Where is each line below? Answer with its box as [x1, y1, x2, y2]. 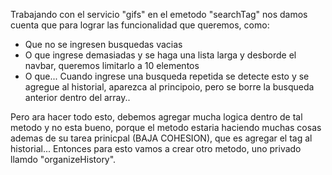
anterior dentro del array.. [24, 92, 131, 103]
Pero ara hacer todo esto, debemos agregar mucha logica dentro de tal [10, 111, 303, 123]
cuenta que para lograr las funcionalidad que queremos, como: [10, 19, 270, 31]
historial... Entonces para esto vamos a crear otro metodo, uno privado [10, 143, 302, 154]
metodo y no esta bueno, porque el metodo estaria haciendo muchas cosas [10, 122, 322, 133]
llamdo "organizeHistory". [10, 154, 117, 165]
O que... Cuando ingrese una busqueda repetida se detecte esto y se [24, 70, 310, 82]
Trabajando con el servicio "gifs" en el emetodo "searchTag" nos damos [10, 9, 308, 20]
